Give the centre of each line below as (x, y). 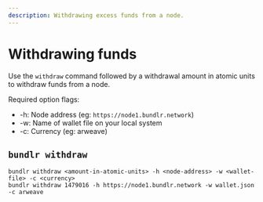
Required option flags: (44, 99)
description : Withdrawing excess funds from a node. (96, 15)
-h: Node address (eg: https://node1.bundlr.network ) (107, 114)
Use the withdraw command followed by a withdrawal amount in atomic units (131, 76)
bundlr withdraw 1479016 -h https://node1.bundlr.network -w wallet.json (131, 186)
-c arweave (26, 193)
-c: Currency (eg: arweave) (63, 131)
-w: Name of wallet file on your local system (91, 123)
